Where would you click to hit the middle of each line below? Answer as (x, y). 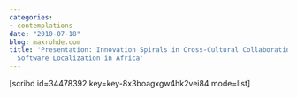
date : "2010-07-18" (45, 34)
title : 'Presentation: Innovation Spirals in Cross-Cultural (124, 50)
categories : (31, 17)
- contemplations (41, 26)
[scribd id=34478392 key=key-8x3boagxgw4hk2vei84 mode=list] (130, 83)
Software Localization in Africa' (80, 58)
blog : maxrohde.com (45, 42)
